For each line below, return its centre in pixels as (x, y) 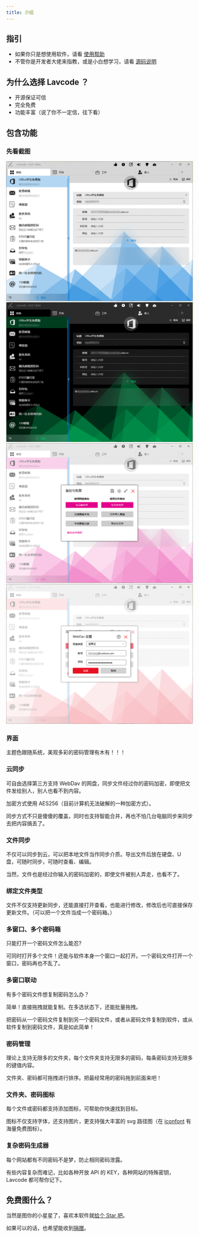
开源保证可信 (30, 97)
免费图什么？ (30, 1201)
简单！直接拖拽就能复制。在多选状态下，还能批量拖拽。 (73, 1007)
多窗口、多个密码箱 (33, 930)
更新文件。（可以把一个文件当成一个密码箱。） (61, 912)
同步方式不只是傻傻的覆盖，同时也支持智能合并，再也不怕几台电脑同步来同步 (99, 816)
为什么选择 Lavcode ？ (47, 82)
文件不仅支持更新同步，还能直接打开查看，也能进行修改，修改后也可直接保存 (99, 905)
